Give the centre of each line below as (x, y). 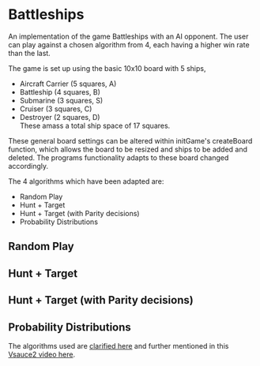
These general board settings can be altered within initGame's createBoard (130, 140)
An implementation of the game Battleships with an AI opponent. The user (128, 36)
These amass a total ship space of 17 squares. (95, 125)
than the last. (30, 53)
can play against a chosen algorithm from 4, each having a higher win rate (129, 44)
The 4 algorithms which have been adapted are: (86, 181)
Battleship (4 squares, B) (60, 91)
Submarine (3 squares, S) (61, 100)
